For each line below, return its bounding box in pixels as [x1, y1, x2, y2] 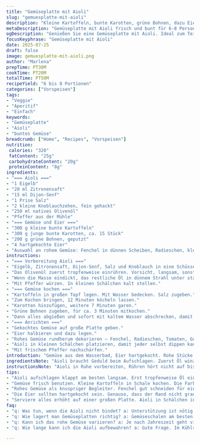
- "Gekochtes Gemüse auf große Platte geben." [6, 325, 124, 331]
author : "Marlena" [6, 58, 52, 64]
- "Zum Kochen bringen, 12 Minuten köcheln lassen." [6, 297, 140, 303]
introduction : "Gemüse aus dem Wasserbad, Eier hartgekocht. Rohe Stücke [6, 353, 193, 359]
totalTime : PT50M [6, 75, 49, 81]
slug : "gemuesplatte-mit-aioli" [6, 14, 86, 20]
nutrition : [6, 141, 33, 148]
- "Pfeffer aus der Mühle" [6, 214, 73, 220]
